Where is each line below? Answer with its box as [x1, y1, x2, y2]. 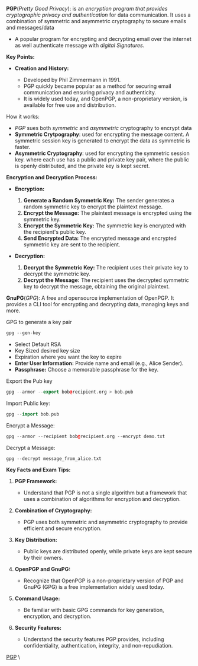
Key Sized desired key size [14, 347, 80, 354]
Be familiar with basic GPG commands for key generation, [23, 607, 164, 614]
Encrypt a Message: [6, 421, 55, 429]
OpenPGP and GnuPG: [14, 566, 71, 573]
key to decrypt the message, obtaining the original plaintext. [23, 283, 170, 290]
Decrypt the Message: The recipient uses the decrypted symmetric [23, 277, 189, 284]
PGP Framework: [14, 478, 57, 485]
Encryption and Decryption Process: [6, 174, 98, 180]
